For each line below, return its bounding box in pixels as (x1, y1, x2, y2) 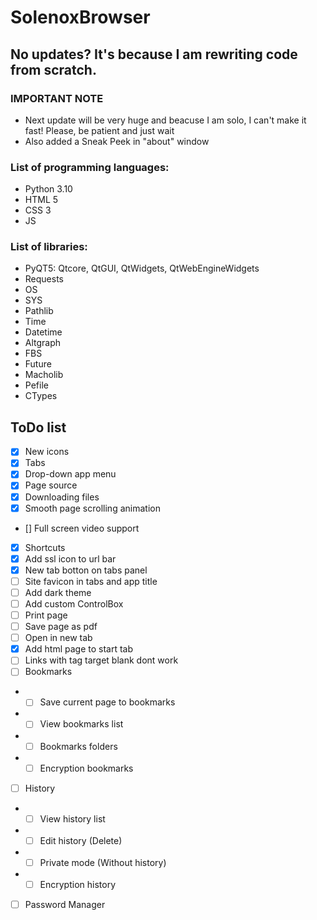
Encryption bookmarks (39, 762, 134, 774)
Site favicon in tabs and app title (24, 575, 158, 587)
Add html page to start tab (24, 643, 133, 655)
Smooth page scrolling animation (24, 502, 161, 514)
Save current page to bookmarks (39, 696, 176, 708)
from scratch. (10, 61, 97, 78)
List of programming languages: (10, 160, 170, 174)
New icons (24, 446, 70, 458)
